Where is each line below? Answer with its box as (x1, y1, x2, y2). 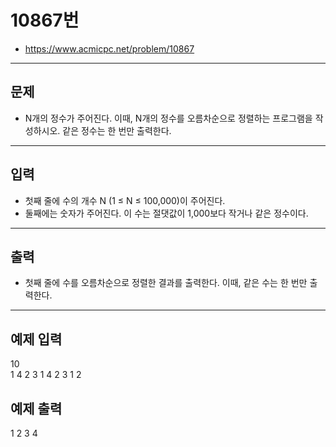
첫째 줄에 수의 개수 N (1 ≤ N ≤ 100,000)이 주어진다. (24, 194, 226, 206)
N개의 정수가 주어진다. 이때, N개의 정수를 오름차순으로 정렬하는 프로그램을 (24, 112, 313, 124)
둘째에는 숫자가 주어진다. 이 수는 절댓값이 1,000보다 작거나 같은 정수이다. (24, 207, 309, 219)
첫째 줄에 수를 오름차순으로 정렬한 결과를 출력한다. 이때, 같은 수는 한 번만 (24, 277, 308, 289)
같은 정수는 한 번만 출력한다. (62, 124, 172, 136)
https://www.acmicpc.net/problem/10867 (24, 42, 195, 55)
